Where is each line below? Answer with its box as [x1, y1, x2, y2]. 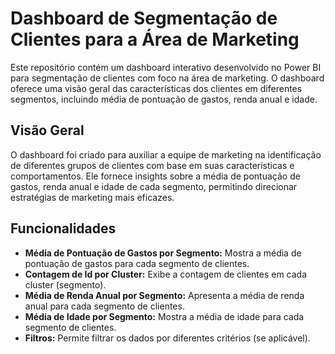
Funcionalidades [10, 220, 117, 237]
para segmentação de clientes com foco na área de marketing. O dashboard [10, 72, 325, 84]
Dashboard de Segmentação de [10, 7, 278, 30]
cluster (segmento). [24, 278, 107, 291]
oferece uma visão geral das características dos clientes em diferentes [10, 82, 303, 94]
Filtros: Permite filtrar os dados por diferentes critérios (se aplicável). [24, 332, 311, 344]
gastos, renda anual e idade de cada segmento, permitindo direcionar [10, 180, 298, 192]
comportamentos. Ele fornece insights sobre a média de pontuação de [10, 170, 301, 182]
